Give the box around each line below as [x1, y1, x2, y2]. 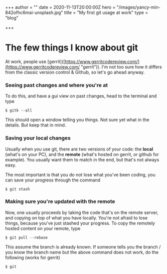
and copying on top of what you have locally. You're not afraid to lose [5, 214, 148, 220]
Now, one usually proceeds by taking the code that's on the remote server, [5, 209, 159, 215]
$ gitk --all [5, 108, 32, 113]
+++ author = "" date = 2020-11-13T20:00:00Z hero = [5, 4, 116, 10]
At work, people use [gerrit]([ [5, 58, 65, 64]
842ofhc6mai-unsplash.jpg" [5, 9, 63, 15]
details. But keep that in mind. [5, 122, 66, 128]
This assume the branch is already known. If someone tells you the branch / [5, 243, 161, 249]
